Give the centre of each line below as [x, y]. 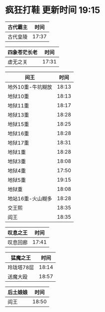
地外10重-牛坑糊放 [30, 87]
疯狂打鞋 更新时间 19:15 [53, 10]
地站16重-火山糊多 [30, 198]
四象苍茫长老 [23, 52]
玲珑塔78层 [21, 267]
